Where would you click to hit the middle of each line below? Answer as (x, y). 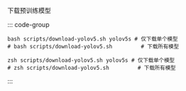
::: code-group (28, 25)
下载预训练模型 (29, 10)
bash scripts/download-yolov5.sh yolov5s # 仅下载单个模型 (93, 39)
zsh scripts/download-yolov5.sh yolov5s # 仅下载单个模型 (91, 60)
